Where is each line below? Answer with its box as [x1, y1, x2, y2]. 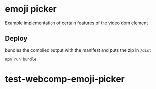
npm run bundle [5, 57, 37, 62]
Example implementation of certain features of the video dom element [5, 20, 148, 26]
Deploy [5, 34, 28, 43]
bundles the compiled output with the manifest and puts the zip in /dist [5, 47, 152, 53]
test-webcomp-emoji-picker [5, 73, 125, 85]
